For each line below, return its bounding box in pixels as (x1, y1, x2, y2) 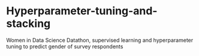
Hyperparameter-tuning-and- (6, 4, 158, 18)
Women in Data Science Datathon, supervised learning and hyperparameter (6, 36, 194, 43)
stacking (6, 17, 51, 30)
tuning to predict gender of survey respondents (6, 43, 123, 50)
